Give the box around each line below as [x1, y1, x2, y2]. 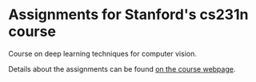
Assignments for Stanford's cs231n [8, 6, 249, 24]
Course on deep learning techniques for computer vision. [8, 49, 198, 58]
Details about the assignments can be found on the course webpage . [8, 64, 236, 73]
